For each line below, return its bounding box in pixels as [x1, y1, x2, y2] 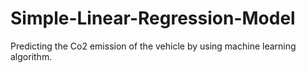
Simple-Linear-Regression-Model [10, 7, 296, 30]
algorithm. [10, 50, 53, 62]
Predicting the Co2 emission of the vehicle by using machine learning [10, 40, 297, 52]
